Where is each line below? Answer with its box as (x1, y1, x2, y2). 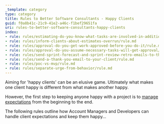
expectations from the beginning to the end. (5, 99, 94, 105)
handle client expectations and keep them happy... (5, 114, 106, 119)
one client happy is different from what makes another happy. (5, 85, 129, 90)
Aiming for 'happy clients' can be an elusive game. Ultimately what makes (5, 79, 154, 85)
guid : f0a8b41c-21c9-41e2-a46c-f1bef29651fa (5, 20, 97, 26)
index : (5, 30, 19, 35)
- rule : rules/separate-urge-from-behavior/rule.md (5, 66, 112, 71)
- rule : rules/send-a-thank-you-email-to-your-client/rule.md (5, 57, 134, 62)
